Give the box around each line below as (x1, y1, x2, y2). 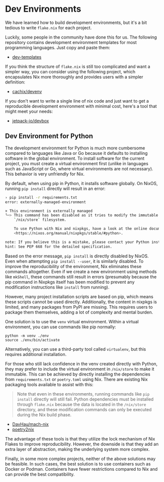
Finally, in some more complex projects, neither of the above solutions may (5, 456, 156, 461)
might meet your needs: (5, 108, 53, 114)
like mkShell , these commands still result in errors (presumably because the (5, 273, 157, 279)
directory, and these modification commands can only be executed (17, 406, 152, 412)
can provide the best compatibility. (5, 471, 75, 477)
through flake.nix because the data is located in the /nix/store (17, 401, 146, 407)
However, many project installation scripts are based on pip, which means (5, 293, 154, 299)
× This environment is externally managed (5, 209, 93, 213)
